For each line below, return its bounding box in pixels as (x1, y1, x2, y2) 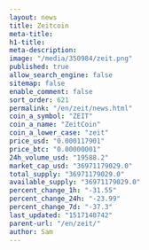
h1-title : (9, 37, 46, 47)
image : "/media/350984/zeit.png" (9, 54, 133, 63)
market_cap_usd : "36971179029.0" (9, 161, 133, 170)
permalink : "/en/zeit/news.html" (9, 104, 133, 113)
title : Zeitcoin (9, 21, 69, 30)
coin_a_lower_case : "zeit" (9, 129, 109, 137)
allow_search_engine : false (9, 71, 114, 80)
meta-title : (9, 29, 53, 38)
